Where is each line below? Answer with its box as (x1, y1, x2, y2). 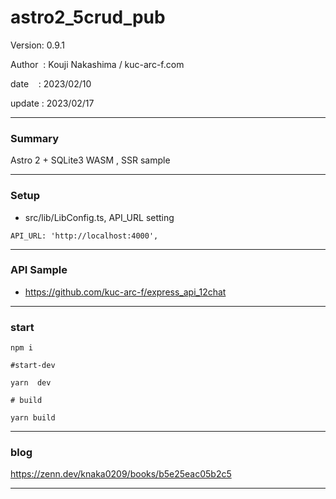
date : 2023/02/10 (10, 77, 92, 90)
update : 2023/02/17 (10, 97, 95, 109)
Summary (10, 131, 60, 145)
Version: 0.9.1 (10, 39, 66, 51)
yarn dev (10, 378, 52, 388)
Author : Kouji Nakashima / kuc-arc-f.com (10, 58, 185, 70)
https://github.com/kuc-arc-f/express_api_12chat (24, 286, 227, 298)
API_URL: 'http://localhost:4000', (10, 231, 159, 241)
